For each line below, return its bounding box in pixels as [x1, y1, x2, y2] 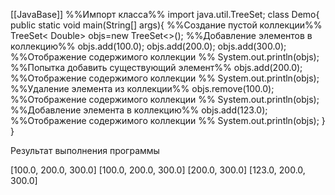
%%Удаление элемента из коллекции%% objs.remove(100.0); [10, 83, 275, 94]
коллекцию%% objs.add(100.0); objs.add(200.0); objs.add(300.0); [10, 40, 287, 52]
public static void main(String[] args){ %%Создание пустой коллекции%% [10, 19, 323, 31]
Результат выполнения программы [10, 145, 160, 156]
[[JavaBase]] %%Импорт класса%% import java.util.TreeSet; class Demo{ [10, 9, 320, 20]
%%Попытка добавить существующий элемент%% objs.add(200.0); [10, 62, 303, 73]
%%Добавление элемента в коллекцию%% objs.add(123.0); [10, 104, 268, 116]
